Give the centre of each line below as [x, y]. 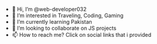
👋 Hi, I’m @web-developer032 [49, 9]
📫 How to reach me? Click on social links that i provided [81, 35]
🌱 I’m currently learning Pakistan [52, 22]
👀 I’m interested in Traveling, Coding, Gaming [68, 15]
